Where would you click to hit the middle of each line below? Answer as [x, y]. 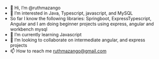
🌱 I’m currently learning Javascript [46, 35]
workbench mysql [29, 29]
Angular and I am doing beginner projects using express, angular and [82, 24]
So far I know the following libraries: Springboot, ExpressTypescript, [81, 18]
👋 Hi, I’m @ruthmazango [35, 8]
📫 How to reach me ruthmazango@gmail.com [58, 51]
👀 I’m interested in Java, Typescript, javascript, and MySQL [71, 13]
